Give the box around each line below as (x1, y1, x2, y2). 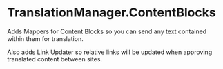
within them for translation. (7, 34, 84, 42)
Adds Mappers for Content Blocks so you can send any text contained (7, 27, 207, 36)
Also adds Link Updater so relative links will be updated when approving (7, 48, 213, 56)
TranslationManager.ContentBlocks (7, 5, 216, 20)
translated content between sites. (7, 55, 102, 63)
